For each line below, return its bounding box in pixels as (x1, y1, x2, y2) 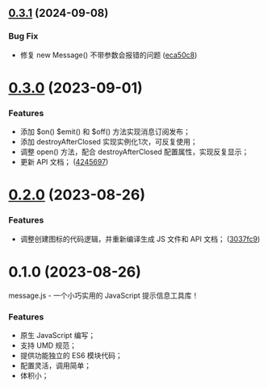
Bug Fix (8, 31, 39, 42)
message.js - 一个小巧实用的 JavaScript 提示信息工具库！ (8, 290, 199, 300)
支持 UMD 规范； (19, 340, 77, 350)
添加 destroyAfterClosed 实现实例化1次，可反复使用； (19, 137, 198, 147)
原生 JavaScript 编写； (19, 330, 95, 340)
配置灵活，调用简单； (19, 361, 91, 370)
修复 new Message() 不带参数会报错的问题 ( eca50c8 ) (19, 50, 198, 60)
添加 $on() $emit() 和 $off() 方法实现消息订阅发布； (19, 127, 191, 136)
